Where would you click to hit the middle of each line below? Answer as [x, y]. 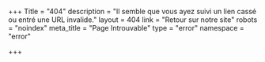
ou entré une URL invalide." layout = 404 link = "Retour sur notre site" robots [133, 20]
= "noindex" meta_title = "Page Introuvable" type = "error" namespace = [127, 28]
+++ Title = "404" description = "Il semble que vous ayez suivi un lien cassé [132, 11]
